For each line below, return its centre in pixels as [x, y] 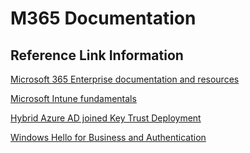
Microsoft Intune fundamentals [73, 98]
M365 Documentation [103, 18]
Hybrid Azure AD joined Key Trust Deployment [106, 118]
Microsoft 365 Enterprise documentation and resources [125, 79]
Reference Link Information [97, 55]
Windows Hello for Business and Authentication [108, 137]
